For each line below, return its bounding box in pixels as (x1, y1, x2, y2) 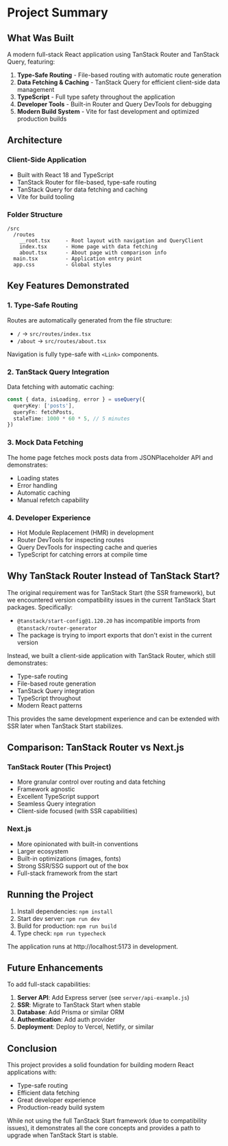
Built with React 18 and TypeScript (16, 170, 114, 179)
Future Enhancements (7, 962, 104, 974)
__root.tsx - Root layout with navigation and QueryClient (19, 237, 204, 244)
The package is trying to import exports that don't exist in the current (16, 631, 212, 639)
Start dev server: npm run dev (16, 914, 101, 922)
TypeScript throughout (16, 694, 81, 702)
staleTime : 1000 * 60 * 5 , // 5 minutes (13, 415, 130, 422)
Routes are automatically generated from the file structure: (7, 316, 173, 324)
